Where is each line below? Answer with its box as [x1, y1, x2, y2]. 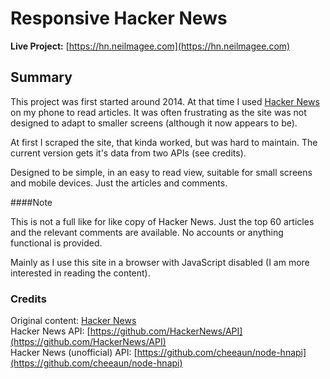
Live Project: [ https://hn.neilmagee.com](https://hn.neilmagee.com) [10, 40, 291, 52]
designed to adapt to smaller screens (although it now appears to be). [10, 117, 298, 129]
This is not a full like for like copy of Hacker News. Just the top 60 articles [10, 215, 315, 227]
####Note [10, 196, 53, 208]
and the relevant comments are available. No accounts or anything [10, 226, 284, 238]
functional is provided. [10, 237, 103, 249]
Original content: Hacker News [10, 315, 137, 327]
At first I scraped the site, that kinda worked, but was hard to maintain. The [10, 136, 318, 148]
